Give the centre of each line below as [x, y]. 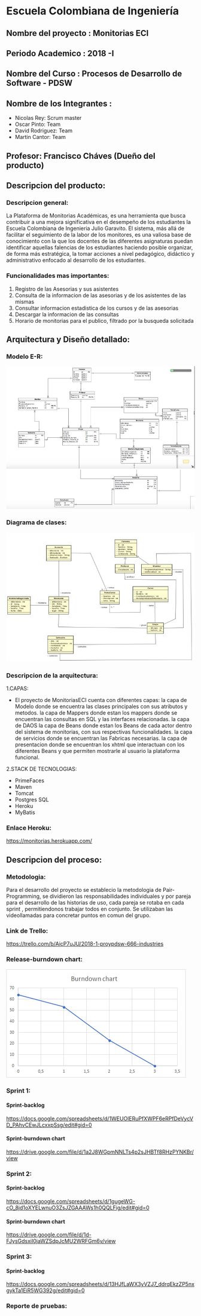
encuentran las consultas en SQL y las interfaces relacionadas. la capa [102, 719]
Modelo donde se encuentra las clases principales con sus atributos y [101, 706]
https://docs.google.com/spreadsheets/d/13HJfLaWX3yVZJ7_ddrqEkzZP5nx [100, 1284]
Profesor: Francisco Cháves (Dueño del [81, 156]
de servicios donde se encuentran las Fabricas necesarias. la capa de [101, 738]
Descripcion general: [37, 202]
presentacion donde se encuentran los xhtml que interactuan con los [100, 745]
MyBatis [25, 812]
